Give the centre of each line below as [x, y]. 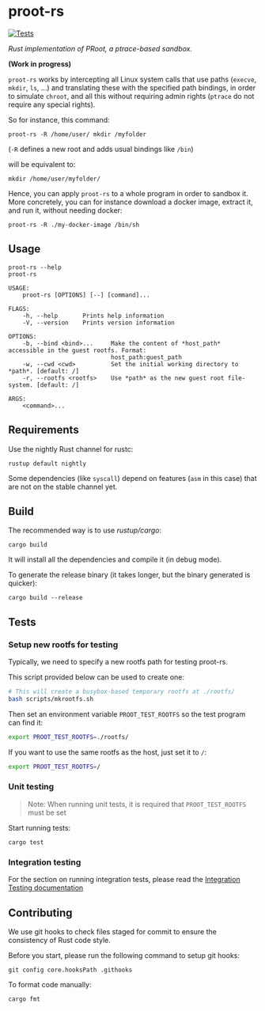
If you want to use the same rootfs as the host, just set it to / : [108, 752]
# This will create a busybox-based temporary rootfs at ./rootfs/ [122, 692]
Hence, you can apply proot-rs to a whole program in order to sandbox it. [129, 193]
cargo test [26, 842]
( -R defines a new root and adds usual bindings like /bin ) [101, 149]
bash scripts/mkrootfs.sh [51, 699]
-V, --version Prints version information [99, 323]
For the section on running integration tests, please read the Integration [124, 880]
